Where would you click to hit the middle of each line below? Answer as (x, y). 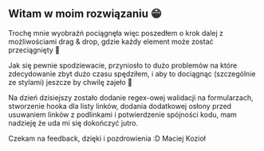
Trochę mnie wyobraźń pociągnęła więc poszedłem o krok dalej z (116, 33)
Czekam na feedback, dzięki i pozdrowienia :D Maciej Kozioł (107, 138)
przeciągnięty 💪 (34, 50)
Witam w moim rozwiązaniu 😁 (85, 14)
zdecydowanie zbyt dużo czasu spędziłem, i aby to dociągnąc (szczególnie (132, 74)
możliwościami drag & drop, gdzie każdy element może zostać (111, 41)
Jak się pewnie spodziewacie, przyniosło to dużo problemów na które (123, 65)
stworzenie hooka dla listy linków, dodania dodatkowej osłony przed (120, 106)
